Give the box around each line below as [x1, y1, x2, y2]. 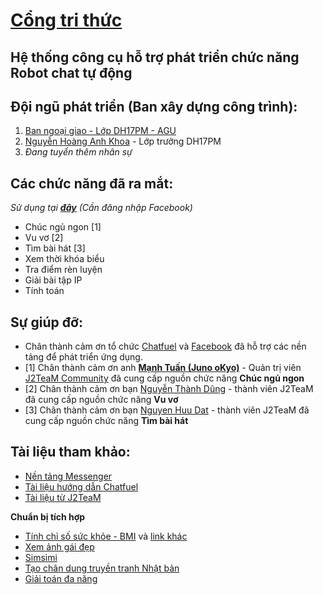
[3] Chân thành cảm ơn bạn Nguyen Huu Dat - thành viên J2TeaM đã [24, 404, 310, 416]
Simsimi [24, 551, 58, 563]
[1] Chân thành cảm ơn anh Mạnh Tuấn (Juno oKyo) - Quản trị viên [24, 362, 302, 374]
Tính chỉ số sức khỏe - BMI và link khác [24, 530, 188, 542]
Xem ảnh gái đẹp [24, 540, 95, 553]
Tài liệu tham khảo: [10, 444, 131, 461]
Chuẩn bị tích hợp [10, 510, 86, 523]
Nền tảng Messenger [24, 470, 113, 482]
